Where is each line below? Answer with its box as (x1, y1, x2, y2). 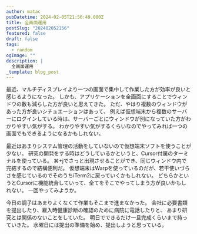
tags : (6, 42, 19, 48)
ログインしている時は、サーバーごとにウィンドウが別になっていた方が (16, 116, 186, 123)
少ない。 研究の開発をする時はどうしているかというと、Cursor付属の (6, 150, 173, 157)
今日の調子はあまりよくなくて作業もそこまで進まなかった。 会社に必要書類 (6, 199, 188, 206)
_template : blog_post (6, 69, 59, 75)
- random (11, 47, 33, 53)
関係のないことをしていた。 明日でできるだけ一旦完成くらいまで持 (21, 214, 183, 221)
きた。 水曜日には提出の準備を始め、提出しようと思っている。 (16, 222, 168, 229)
